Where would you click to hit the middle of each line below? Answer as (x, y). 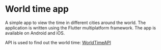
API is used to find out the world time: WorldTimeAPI (58, 42)
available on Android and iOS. (35, 33)
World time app (37, 9)
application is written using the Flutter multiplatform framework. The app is (80, 27)
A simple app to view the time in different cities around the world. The (76, 23)
